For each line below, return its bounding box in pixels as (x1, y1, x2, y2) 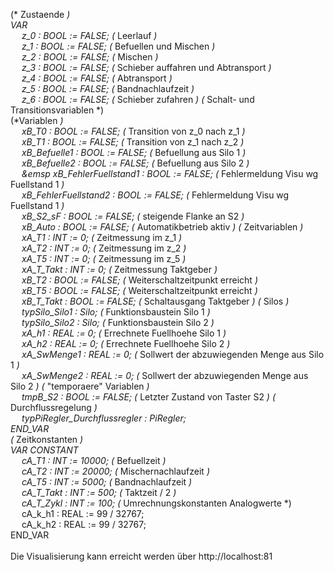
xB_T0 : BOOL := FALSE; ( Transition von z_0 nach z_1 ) (21, 125, 246, 137)
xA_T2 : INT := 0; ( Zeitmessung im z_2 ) (21, 242, 187, 254)
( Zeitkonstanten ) (10, 434, 84, 445)
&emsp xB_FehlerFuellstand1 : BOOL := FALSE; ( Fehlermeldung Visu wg (21, 168, 319, 179)
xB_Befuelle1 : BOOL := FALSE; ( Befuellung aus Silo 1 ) (21, 147, 247, 158)
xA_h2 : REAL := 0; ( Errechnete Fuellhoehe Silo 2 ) (21, 338, 231, 349)
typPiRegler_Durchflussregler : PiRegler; (21, 412, 187, 424)
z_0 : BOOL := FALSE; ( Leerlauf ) (21, 30, 158, 41)
